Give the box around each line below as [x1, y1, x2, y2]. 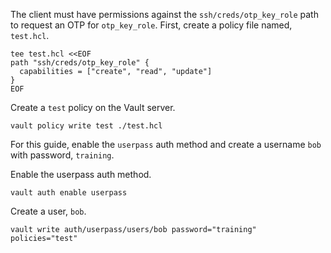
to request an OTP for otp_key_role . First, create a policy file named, [10, 19, 293, 31]
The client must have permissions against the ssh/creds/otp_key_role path [10, 9, 319, 20]
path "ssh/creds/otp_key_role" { [10, 58, 150, 68]
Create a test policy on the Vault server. [10, 102, 176, 113]
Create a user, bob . [10, 205, 87, 217]
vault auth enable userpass [10, 188, 128, 198]
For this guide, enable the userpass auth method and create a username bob [10, 139, 322, 150]
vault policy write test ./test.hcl [10, 121, 163, 131]
